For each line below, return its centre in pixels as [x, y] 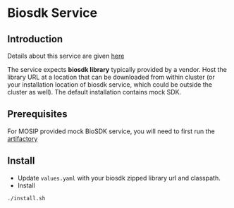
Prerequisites [37, 114]
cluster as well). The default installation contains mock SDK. [94, 92]
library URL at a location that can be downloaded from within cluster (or [111, 77]
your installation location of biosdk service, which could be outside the [110, 85]
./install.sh [26, 198]
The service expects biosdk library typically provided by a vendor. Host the [117, 69]
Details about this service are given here [66, 56]
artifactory [23, 138]
